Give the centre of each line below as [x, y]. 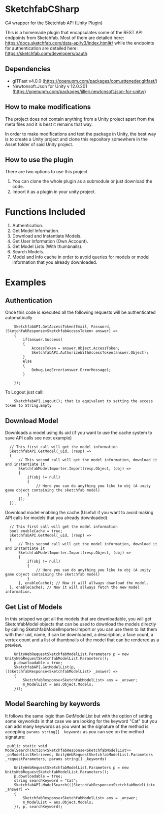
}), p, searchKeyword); [38, 807]
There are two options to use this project [46, 172]
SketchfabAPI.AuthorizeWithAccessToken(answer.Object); [90, 353]
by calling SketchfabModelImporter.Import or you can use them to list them [81, 629]
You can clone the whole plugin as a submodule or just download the [82, 181]
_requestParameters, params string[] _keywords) [56, 759]
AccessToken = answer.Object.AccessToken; [76, 348]
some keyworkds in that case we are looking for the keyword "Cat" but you [81, 721]
